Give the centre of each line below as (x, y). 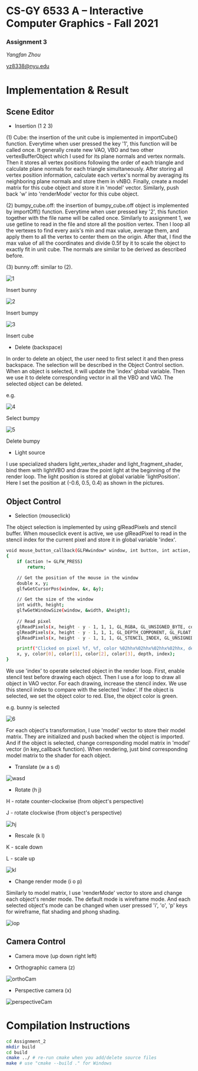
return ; (37, 567)
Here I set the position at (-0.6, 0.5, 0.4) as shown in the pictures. (85, 483)
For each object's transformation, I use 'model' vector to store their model (96, 731)
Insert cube (20, 336)
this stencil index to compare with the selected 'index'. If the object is (90, 690)
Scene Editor (30, 112)
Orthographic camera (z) (45, 967)
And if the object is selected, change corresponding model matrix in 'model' (98, 743)
